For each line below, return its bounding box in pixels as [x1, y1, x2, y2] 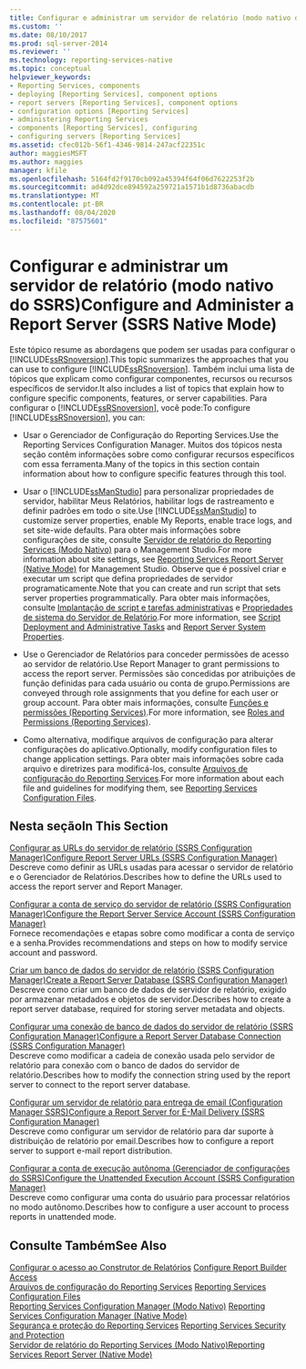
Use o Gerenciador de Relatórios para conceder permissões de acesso [22, 649, 290, 659]
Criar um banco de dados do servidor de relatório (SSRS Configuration [9, 965, 275, 976]
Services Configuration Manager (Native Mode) [9, 1311, 188, 1322]
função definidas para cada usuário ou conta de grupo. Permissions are [22, 678, 291, 689]
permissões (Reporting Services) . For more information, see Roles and [22, 707, 285, 718]
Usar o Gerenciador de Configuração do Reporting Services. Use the [22, 429, 280, 440]
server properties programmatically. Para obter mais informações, [22, 592, 270, 603]
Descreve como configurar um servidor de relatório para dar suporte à [9, 1126, 274, 1137]
